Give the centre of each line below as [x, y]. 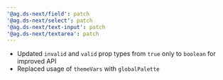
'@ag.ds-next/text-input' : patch [56, 27]
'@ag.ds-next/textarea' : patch [53, 34]
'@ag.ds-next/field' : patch [48, 14]
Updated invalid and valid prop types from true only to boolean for [116, 54]
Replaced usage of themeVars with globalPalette [88, 69]
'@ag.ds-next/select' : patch [50, 21]
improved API [37, 62]
